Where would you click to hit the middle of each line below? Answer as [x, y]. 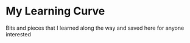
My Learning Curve [55, 11]
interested [19, 34]
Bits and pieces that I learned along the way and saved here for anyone [95, 28]
